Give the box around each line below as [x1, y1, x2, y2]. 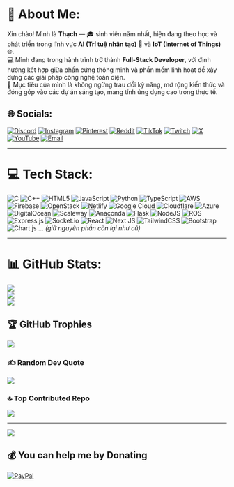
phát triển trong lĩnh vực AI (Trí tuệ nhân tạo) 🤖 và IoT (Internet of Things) [7, 40, 221, 48]
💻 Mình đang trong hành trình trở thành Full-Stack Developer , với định [7, 55, 211, 63]
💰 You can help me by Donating [7, 449, 148, 461]
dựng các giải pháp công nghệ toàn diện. [7, 73, 125, 81]
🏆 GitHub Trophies [7, 319, 93, 331]
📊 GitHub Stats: [7, 256, 102, 271]
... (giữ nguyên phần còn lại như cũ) [38, 223, 141, 232]
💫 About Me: [7, 6, 81, 22]
